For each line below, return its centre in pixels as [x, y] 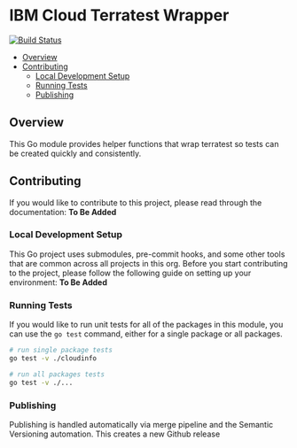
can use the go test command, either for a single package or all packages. [146, 334]
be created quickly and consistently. [75, 153]
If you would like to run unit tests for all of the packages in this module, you [146, 325]
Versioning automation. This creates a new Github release [115, 434]
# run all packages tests [57, 374]
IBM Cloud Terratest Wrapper [119, 15]
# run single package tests [61, 351]
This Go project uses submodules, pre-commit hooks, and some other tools [147, 254]
